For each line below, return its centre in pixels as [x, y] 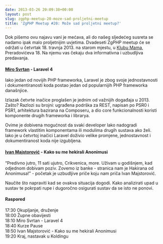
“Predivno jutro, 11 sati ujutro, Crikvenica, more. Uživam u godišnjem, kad [79, 163]
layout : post [18, 14]
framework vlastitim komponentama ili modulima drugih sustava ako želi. [78, 130]
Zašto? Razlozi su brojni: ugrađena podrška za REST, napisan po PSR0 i [77, 105]
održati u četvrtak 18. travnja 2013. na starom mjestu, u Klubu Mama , [74, 48]
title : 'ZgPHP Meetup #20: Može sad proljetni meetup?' [63, 23]
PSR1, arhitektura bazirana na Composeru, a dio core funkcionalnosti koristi [81, 110]
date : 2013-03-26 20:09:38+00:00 [39, 10]
